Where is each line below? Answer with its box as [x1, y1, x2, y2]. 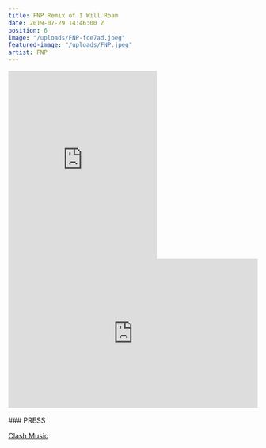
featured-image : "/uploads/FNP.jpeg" [8, 41, 133, 49]
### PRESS [8, 415, 46, 425]
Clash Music [8, 431, 49, 440]
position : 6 [8, 26, 47, 34]
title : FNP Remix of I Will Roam [8, 11, 119, 20]
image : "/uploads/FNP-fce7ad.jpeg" [8, 33, 126, 42]
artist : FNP [8, 48, 47, 56]
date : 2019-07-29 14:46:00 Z [8, 19, 104, 27]
